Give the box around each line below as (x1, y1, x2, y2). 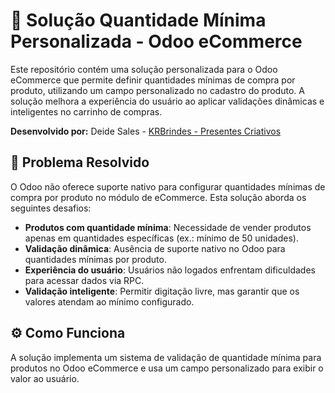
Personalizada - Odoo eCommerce (10, 30, 303, 53)
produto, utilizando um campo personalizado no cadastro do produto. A (10, 84, 305, 96)
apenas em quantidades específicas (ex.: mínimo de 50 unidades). (24, 232, 299, 244)
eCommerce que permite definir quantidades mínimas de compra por (10, 74, 296, 86)
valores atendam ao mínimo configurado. (24, 295, 195, 308)
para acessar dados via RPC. (24, 274, 145, 286)
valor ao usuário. (10, 372, 80, 384)
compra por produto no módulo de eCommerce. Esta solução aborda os (10, 191, 307, 203)
